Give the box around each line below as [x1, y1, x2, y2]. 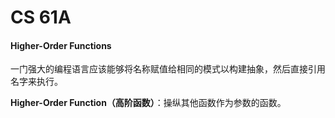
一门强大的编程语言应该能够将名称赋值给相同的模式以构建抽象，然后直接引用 [10, 63, 326, 75]
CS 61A [10, 6, 72, 29]
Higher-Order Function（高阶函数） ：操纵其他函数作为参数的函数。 [10, 97, 287, 109]
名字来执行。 [10, 76, 63, 88]
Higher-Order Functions [10, 39, 112, 51]
